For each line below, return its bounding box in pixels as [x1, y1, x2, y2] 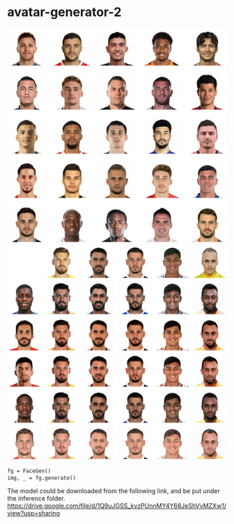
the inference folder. [7, 494, 65, 502]
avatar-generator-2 [7, 4, 122, 20]
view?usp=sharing [7, 509, 61, 517]
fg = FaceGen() [7, 467, 52, 474]
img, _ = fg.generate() [7, 474, 77, 481]
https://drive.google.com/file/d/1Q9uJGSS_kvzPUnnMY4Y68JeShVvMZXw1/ [7, 501, 227, 510]
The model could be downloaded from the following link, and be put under [7, 486, 221, 495]
